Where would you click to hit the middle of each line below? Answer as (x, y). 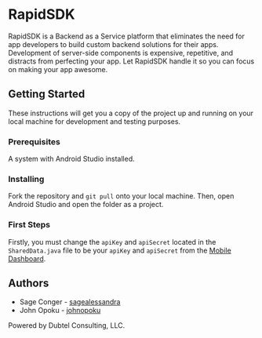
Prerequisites (34, 141)
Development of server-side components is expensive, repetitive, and (121, 53)
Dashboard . (27, 258)
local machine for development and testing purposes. (95, 121)
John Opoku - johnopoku (60, 311)
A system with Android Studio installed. (71, 159)
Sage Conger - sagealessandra (70, 302)
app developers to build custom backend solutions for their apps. (113, 44)
